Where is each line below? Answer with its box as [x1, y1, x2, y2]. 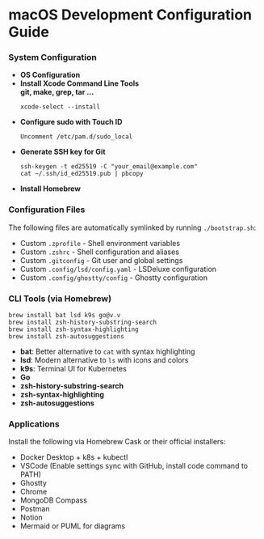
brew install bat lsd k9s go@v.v [8, 312, 121, 320]
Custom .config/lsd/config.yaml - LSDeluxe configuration [19, 264, 216, 274]
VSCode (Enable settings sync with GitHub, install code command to [19, 461, 249, 471]
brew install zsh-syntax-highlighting [8, 325, 139, 333]
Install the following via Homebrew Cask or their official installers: [8, 437, 226, 447]
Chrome [19, 487, 48, 497]
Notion [19, 512, 43, 523]
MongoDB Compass [19, 495, 87, 505]
